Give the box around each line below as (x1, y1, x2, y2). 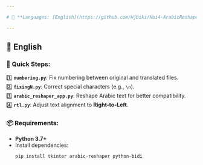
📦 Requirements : (6, 119, 59, 128)
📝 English (6, 42, 42, 52)
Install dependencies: (14, 141, 69, 149)
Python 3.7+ (14, 135, 47, 142)
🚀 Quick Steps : (6, 60, 51, 68)
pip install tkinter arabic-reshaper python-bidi (14, 153, 143, 159)
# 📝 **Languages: (6, 14, 50, 20)
